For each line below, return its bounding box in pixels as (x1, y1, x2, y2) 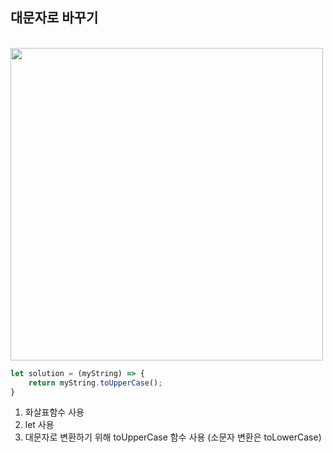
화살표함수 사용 (24, 406, 85, 418)
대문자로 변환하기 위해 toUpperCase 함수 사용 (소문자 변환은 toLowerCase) (24, 431, 322, 443)
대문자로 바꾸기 (10, 9, 99, 27)
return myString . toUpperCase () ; (28, 378, 163, 388)
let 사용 (24, 419, 55, 431)
